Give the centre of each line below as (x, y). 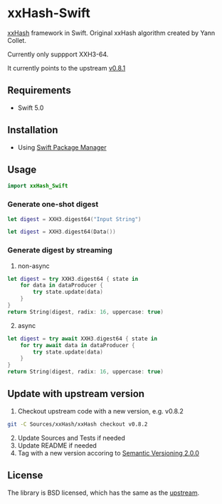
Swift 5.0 (31, 108)
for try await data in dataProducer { (78, 345)
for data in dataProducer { (62, 286)
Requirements (39, 91)
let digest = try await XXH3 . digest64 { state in (83, 339)
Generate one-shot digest (53, 205)
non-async (33, 266)
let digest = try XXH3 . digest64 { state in (73, 279)
